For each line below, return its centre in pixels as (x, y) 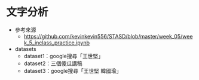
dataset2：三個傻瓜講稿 (53, 63)
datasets (26, 49)
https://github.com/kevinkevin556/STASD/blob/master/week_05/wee (108, 36)
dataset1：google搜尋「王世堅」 (63, 56)
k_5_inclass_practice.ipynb (57, 43)
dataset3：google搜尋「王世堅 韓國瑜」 (73, 71)
